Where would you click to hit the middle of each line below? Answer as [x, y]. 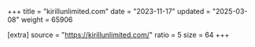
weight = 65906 [47, 20]
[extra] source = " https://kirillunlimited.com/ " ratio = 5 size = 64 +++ [118, 35]
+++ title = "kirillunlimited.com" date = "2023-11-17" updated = [109, 11]
